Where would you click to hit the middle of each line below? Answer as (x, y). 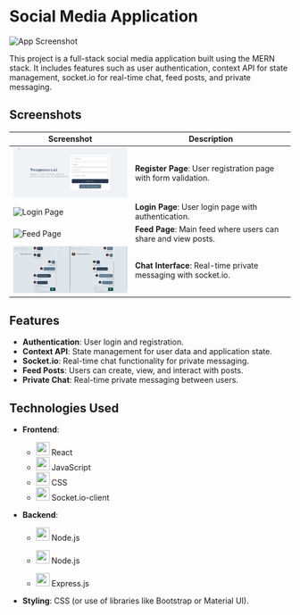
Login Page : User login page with (196, 207)
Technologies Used (64, 408)
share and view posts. (175, 238)
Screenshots (46, 115)
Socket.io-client (80, 498)
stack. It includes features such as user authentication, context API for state (149, 68)
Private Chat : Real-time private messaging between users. (130, 380)
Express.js (70, 584)
